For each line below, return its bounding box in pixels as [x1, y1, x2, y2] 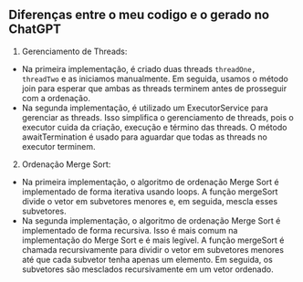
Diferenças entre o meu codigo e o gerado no [8, 7, 270, 23]
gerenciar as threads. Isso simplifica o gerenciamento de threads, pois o [21, 111, 294, 122]
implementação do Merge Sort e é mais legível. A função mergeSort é [21, 235, 285, 245]
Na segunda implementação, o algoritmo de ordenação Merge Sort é [21, 214, 281, 226]
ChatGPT [8, 22, 61, 37]
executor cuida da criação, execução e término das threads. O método [21, 121, 287, 132]
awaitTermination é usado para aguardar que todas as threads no [21, 131, 268, 142]
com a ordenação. [21, 92, 90, 103]
